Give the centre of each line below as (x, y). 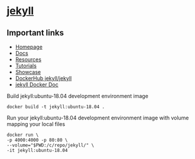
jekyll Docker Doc (37, 85)
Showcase (28, 72)
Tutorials (26, 66)
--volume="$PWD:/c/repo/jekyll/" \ (51, 145)
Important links (35, 33)
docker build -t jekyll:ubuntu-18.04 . (56, 107)
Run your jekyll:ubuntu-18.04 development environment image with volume (98, 118)
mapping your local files (36, 124)
